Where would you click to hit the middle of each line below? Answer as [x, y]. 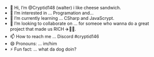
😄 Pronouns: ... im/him [33, 44]
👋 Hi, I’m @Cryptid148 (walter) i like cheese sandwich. [65, 8]
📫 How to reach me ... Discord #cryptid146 [54, 36]
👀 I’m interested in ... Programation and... [52, 13]
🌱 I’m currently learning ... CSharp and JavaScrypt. [62, 18]
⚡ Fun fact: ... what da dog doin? [43, 49]
